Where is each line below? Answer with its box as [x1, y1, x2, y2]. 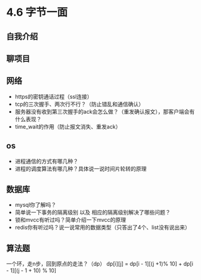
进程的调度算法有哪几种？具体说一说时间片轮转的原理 [14, 165, 147, 172]
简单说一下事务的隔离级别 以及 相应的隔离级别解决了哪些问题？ [14, 208, 171, 216]
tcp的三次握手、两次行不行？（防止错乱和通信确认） [14, 100, 144, 108]
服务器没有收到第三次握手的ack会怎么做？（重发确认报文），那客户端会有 [14, 108, 195, 115]
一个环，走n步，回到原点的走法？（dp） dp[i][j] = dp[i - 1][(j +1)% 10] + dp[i [6, 260, 194, 267]
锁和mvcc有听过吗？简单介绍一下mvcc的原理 [14, 216, 127, 224]
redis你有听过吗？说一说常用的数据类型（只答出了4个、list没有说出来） [14, 224, 191, 231]
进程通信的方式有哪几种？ [14, 157, 79, 165]
